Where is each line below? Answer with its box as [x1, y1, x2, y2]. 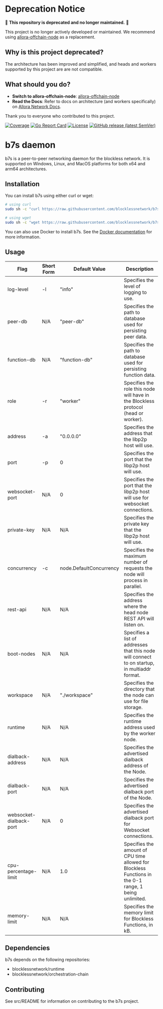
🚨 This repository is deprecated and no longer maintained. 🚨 [5, 19, 129, 25]
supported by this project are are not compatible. [5, 66, 103, 72]
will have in [123, 391, 149, 398]
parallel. [123, 583, 142, 590]
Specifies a [123, 629, 149, 636]
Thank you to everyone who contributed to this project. [5, 113, 115, 119]
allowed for [123, 859, 149, 866]
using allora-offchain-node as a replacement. [5, 34, 96, 40]
